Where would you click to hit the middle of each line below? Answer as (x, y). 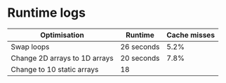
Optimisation (62, 35)
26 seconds (140, 47)
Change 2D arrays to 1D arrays (62, 58)
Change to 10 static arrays (55, 69)
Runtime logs (47, 13)
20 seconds (140, 58)
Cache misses (191, 35)
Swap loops (30, 47)
